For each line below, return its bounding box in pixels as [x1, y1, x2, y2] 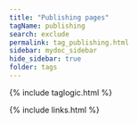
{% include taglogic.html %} [9, 86, 113, 98]
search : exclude [9, 29, 69, 38]
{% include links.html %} [9, 104, 100, 115]
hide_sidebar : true [9, 54, 82, 63]
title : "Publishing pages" [9, 12, 110, 22]
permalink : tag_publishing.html [9, 37, 129, 47]
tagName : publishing [9, 21, 86, 30]
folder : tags [9, 63, 58, 72]
